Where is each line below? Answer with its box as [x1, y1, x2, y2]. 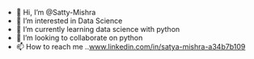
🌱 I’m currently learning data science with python [15, 25, 180, 33]
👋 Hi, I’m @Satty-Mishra [15, 8, 96, 17]
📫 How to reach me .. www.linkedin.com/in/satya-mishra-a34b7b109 [15, 42, 246, 51]
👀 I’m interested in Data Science [15, 16, 123, 26]
